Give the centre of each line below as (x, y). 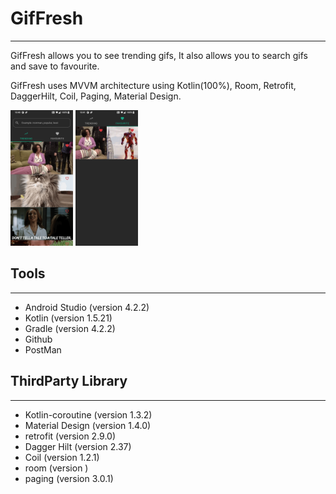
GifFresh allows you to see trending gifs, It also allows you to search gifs (159, 55)
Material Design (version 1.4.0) (88, 425)
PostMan (43, 349)
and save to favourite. (55, 66)
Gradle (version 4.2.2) (70, 328)
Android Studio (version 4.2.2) (87, 307)
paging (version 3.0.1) (69, 478)
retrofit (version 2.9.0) (70, 436)
